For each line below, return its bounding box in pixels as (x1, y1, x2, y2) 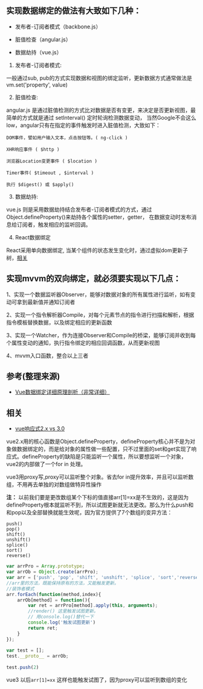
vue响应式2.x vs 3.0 (14, 425, 65, 432)
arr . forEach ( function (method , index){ (6, 591, 101, 597)
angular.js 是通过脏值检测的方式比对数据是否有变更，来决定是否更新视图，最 (6, 106, 196, 114)
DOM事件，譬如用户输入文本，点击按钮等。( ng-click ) (6, 135, 128, 141)
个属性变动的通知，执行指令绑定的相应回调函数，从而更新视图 (6, 339, 160, 346)
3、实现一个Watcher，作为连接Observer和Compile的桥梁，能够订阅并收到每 (6, 331, 196, 338)
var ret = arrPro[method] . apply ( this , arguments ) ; (28, 603, 158, 609)
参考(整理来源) (6, 371, 60, 382)
